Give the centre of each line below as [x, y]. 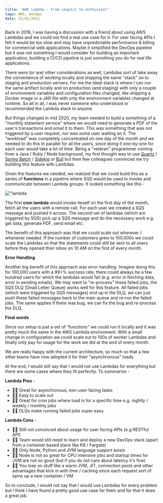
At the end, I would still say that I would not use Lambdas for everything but [81, 366]
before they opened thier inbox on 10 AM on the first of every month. [74, 248]
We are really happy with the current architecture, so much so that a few [77, 352]
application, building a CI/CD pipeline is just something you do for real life [78, 58]
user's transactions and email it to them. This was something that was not [79, 128]
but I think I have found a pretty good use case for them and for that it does [80, 490]
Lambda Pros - [20, 381]
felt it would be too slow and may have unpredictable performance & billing [80, 43]
